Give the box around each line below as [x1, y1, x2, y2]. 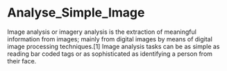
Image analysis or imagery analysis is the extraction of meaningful [7, 28, 196, 36]
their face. [7, 57, 37, 65]
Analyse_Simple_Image [7, 5, 145, 21]
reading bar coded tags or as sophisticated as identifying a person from [7, 50, 213, 58]
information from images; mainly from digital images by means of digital [7, 34, 213, 43]
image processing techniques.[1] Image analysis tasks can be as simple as [7, 42, 220, 50]
